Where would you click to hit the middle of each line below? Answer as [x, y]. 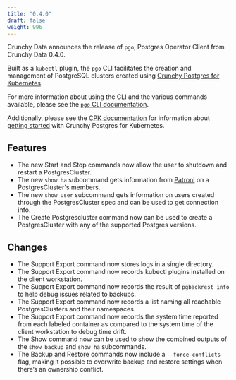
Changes [27, 247]
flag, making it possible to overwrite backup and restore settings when [120, 362]
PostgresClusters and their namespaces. [76, 309]
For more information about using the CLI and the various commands [107, 97]
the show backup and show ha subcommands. [82, 346]
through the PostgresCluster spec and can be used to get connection [118, 203]
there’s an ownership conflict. [60, 369]
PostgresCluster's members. [59, 187]
